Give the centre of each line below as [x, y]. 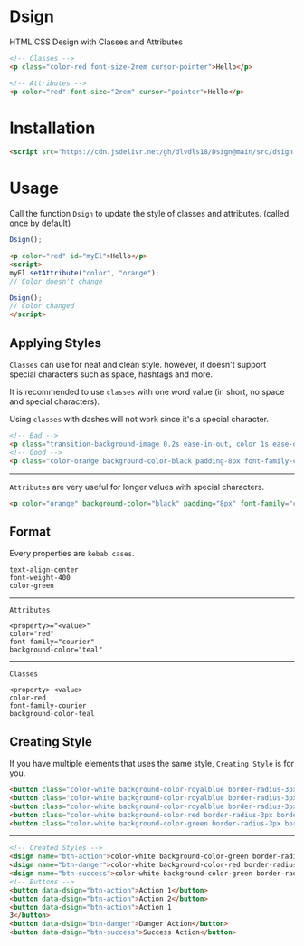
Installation [52, 128]
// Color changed [42, 306]
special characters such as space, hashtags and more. [111, 374]
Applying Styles [56, 343]
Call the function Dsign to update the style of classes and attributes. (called [149, 214]
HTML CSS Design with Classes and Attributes [96, 42]
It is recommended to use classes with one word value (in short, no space [147, 392]
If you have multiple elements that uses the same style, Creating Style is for [152, 763]
